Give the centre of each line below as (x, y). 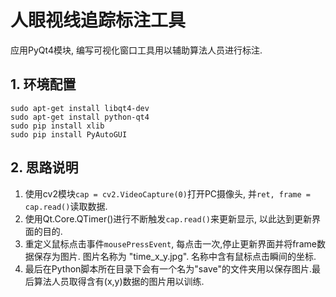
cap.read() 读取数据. (66, 206)
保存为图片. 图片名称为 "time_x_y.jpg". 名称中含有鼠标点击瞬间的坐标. (175, 256)
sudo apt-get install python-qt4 (80, 117)
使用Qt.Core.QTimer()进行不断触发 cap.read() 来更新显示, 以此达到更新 (168, 218)
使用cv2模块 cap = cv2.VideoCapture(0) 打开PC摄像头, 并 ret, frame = (167, 193)
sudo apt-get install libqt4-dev (80, 108)
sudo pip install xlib (57, 126)
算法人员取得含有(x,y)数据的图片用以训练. (119, 281)
